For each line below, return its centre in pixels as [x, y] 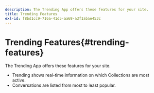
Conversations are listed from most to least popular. [64, 85]
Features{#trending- [87, 42]
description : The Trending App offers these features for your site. [77, 9]
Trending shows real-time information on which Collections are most [81, 75]
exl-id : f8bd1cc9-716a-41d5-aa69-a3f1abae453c [53, 18]
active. [19, 80]
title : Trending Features [31, 14]
